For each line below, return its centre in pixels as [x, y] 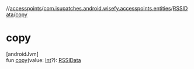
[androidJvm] [22, 54]
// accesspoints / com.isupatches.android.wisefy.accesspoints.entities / [90, 8]
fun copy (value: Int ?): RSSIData [44, 60]
